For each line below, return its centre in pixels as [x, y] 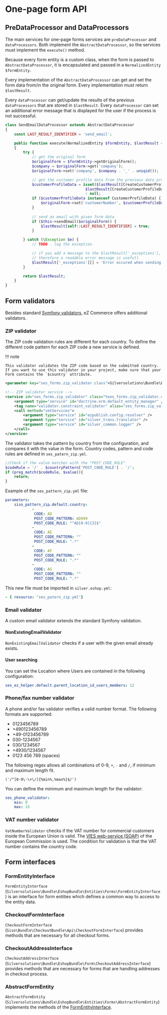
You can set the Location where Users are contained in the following [75, 671]
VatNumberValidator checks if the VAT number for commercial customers [80, 831]
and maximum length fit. [30, 770]
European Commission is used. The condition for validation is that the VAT [81, 841]
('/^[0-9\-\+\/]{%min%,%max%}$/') [41, 779]
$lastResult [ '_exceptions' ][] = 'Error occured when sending [96, 262]
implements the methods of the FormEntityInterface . [59, 1007]
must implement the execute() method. [45, 50]
